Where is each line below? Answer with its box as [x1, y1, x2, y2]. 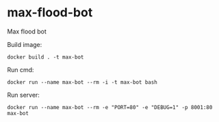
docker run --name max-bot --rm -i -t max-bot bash [7, 78, 157, 86]
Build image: [7, 40, 42, 48]
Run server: [7, 91, 40, 99]
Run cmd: [7, 65, 34, 74]
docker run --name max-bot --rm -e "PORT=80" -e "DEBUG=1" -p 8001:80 [7, 104, 213, 110]
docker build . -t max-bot [7, 53, 84, 61]
